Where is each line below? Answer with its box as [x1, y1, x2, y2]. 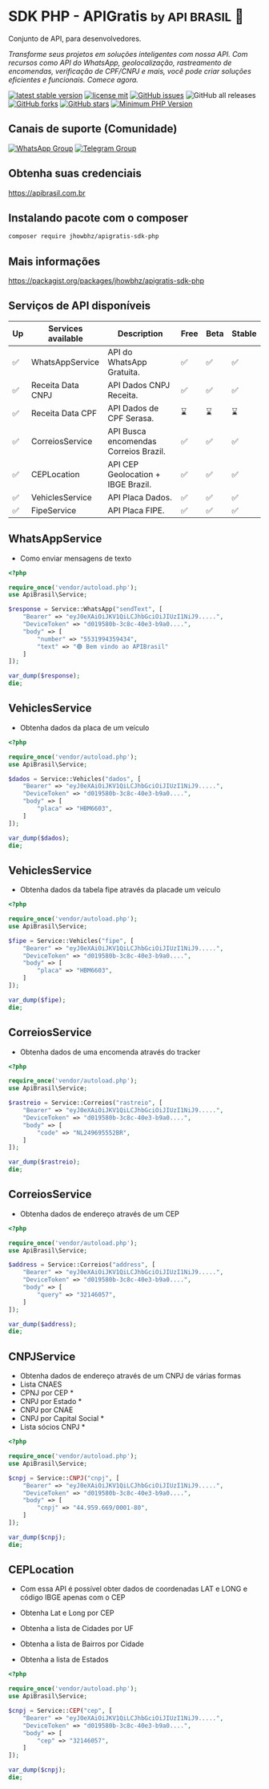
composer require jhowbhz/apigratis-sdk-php [8, 233, 159, 241]
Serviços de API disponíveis [8, 299, 151, 313]
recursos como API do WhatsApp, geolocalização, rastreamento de [8, 58, 232, 67]
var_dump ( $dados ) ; [8, 834, 70, 842]
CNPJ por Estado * [19, 1397, 82, 1407]
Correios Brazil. [107, 445, 166, 456]
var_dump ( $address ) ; [8, 1320, 78, 1328]
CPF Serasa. [107, 412, 155, 423]
